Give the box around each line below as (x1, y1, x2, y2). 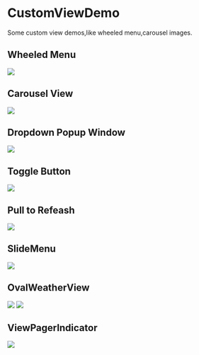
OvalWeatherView (7, 281, 90, 294)
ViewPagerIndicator (7, 322, 98, 334)
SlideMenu (7, 243, 57, 255)
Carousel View (7, 88, 74, 100)
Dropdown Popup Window (7, 126, 126, 139)
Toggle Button (7, 165, 71, 177)
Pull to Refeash (7, 204, 76, 216)
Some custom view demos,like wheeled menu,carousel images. (7, 28, 193, 37)
